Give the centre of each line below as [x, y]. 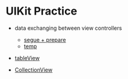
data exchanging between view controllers [68, 28]
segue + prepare [45, 39]
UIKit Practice [42, 11]
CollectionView [33, 70]
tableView [27, 58]
